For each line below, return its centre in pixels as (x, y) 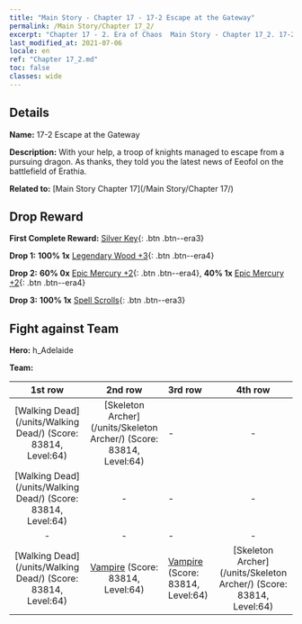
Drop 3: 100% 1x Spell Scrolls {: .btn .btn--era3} (98, 300)
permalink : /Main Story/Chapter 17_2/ (82, 26)
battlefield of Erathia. (48, 171)
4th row (253, 390)
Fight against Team (64, 328)
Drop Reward (46, 217)
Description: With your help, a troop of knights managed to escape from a (147, 152)
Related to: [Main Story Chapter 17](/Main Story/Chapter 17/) (121, 188)
